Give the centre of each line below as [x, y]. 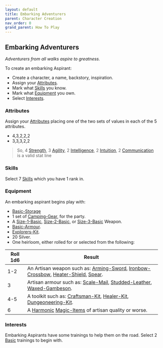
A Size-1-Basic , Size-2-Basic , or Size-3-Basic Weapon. [67, 221]
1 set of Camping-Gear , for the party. [49, 216]
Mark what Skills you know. [39, 88]
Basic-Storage [26, 211]
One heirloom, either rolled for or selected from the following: [73, 242]
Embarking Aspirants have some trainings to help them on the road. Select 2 [81, 335]
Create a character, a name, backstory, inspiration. [63, 78]
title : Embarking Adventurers [36, 14]
